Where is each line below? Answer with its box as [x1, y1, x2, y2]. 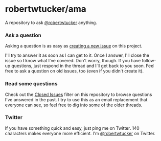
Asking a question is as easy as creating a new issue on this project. [5, 43, 143, 49]
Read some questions [5, 80, 58, 87]
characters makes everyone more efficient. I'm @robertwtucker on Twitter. [5, 130, 156, 136]
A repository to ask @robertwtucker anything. [5, 20, 97, 25]
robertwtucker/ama [5, 3, 87, 15]
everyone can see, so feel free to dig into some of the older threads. [5, 102, 143, 108]
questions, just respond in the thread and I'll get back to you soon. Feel [11, 63, 155, 69]
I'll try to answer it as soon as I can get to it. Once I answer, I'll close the [5, 52, 149, 58]
